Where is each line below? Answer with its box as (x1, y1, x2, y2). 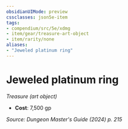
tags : (6, 20, 20, 26)
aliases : (6, 42, 28, 48)
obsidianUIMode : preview (6, 8, 68, 15)
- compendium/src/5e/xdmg (6, 25, 70, 32)
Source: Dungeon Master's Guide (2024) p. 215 (6, 115, 123, 122)
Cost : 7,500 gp (14, 104, 52, 111)
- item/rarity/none (6, 36, 55, 42)
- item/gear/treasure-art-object (6, 31, 89, 37)
